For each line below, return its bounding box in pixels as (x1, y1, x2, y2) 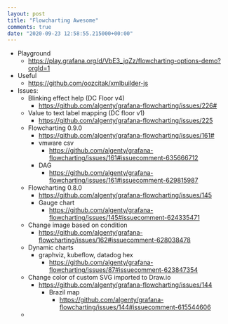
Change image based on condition (27, 221, 128, 229)
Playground (17, 49, 51, 58)
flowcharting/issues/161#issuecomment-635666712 (48, 154, 199, 162)
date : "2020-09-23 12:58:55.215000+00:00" (7, 30, 133, 37)
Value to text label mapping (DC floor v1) (27, 109, 145, 117)
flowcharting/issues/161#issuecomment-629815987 (48, 176, 199, 185)
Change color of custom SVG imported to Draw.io (27, 273, 171, 282)
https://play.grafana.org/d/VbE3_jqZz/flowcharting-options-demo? (27, 57, 221, 65)
